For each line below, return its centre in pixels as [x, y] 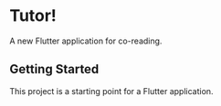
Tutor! [33, 16]
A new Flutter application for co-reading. [86, 41]
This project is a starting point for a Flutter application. [111, 91]
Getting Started [54, 69]
